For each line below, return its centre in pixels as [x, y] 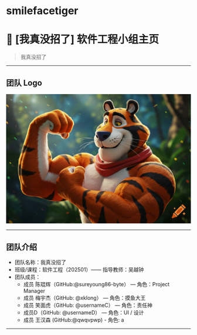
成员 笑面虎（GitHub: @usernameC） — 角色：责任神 [88, 305]
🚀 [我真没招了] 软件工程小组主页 [83, 40]
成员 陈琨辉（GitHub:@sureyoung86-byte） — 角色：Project [96, 284]
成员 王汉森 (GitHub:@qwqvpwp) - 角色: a [74, 320]
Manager [34, 291]
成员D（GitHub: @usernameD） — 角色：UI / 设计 [84, 313]
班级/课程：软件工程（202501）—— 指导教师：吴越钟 [79, 270]
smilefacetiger [42, 11]
